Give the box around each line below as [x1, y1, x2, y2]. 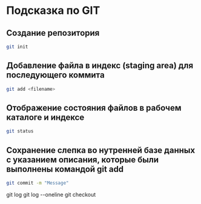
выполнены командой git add [6, 164, 124, 174]
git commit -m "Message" [6, 180, 69, 186]
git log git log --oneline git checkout [6, 191, 96, 198]
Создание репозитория [6, 28, 100, 38]
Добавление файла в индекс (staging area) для [6, 61, 194, 71]
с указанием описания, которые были [6, 154, 159, 165]
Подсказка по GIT [6, 4, 100, 18]
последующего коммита [6, 70, 105, 81]
